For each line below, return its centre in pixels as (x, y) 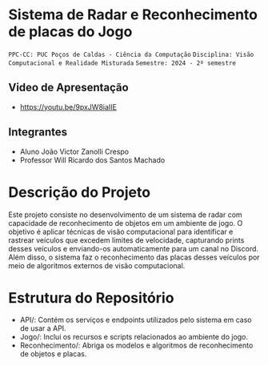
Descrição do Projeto (79, 192)
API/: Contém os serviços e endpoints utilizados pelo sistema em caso (136, 320)
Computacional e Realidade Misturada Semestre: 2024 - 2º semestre (122, 63)
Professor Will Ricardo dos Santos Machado (92, 160)
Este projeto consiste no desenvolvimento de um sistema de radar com (125, 215)
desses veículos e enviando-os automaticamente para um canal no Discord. (133, 248)
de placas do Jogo (70, 32)
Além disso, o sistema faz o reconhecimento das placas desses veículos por (134, 257)
